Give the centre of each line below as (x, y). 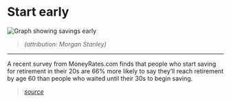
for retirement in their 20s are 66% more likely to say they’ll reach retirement (115, 71)
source (34, 91)
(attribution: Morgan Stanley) (65, 44)
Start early (38, 12)
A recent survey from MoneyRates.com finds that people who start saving (112, 64)
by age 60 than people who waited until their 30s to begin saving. (100, 78)
